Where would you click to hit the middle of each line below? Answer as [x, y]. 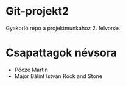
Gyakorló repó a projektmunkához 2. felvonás [63, 28]
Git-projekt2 [37, 11]
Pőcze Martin [31, 70]
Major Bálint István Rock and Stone [58, 76]
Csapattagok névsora [61, 53]
